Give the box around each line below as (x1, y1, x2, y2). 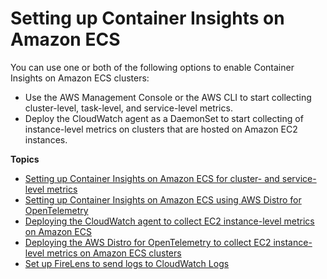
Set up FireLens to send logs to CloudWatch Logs (24, 257, 230, 269)
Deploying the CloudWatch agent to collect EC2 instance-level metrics (24, 215, 315, 227)
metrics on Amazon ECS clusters (46, 247, 182, 259)
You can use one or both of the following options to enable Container (10, 61, 295, 73)
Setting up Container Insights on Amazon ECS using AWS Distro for (24, 193, 302, 206)
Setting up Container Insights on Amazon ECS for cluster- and (24, 172, 280, 184)
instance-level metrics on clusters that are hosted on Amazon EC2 (24, 123, 298, 135)
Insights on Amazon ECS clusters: (10, 72, 150, 84)
